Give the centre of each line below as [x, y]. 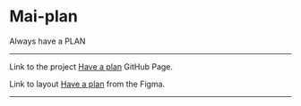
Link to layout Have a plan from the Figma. [87, 84]
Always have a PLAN [47, 41]
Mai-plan [43, 16]
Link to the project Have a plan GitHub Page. [91, 66]
